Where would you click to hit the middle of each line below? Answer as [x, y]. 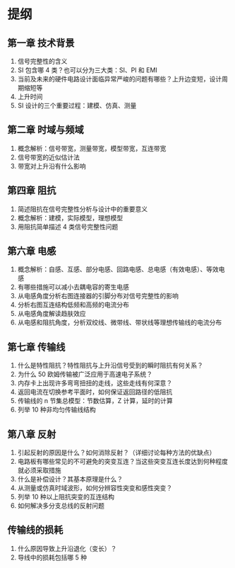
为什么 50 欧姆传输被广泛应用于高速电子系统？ [85, 374]
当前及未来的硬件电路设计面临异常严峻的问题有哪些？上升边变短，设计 [120, 79]
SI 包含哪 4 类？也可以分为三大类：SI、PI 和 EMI [87, 70]
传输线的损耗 [35, 530]
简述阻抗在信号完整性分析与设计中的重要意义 [83, 209]
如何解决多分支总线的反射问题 [61, 506]
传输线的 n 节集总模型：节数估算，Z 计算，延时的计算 [95, 401]
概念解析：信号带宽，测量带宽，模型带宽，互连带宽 [92, 148]
